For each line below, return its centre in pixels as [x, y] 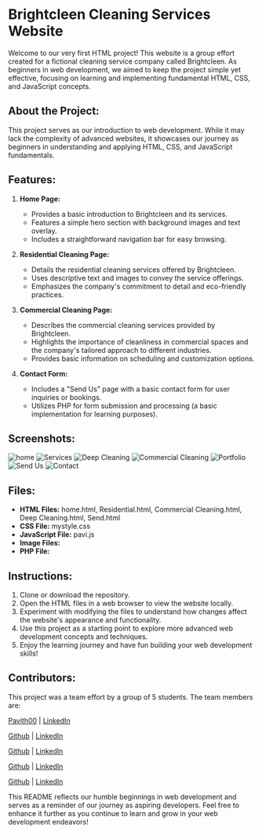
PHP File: [35, 551]
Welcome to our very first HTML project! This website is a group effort [122, 53]
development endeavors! [48, 821]
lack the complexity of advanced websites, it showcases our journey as [124, 138]
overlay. [44, 230]
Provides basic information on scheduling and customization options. [143, 358]
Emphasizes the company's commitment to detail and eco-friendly [139, 286]
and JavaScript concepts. [50, 86]
